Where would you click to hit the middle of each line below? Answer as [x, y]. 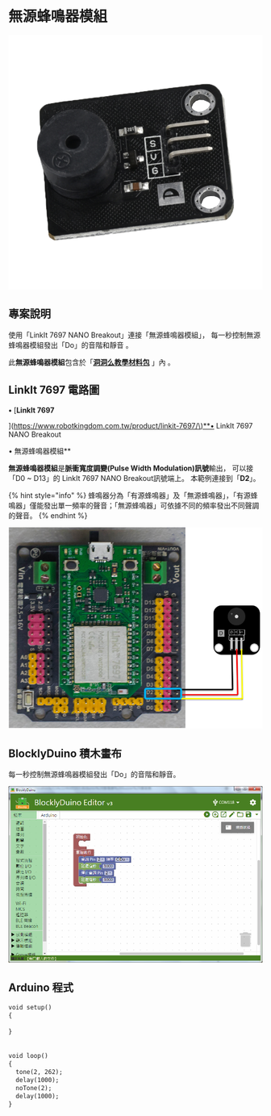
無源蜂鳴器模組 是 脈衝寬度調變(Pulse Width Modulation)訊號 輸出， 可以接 [131, 468]
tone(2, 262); [39, 1072]
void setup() [30, 1008]
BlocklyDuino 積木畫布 [65, 753]
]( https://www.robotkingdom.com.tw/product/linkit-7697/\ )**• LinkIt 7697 [131, 425]
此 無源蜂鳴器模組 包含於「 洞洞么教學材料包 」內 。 [92, 362]
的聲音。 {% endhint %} [48, 515]
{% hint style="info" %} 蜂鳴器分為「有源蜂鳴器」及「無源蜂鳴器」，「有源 [130, 495]
